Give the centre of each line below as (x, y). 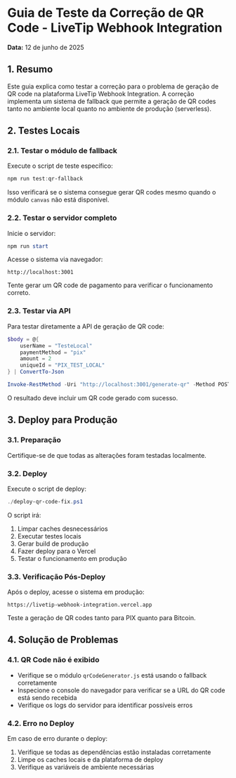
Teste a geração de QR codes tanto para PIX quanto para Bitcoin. (101, 618)
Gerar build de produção (53, 543)
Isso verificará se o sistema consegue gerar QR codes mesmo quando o (112, 192)
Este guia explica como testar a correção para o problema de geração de (113, 86)
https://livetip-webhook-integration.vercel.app (80, 605)
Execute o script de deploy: (47, 489)
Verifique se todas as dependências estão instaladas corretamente (114, 752)
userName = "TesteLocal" (56, 345)
